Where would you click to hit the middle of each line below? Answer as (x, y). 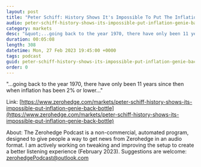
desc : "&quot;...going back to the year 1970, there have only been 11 (97, 34)
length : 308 (21, 45)
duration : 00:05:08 (31, 39)
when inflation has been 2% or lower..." (54, 91)
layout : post (22, 12)
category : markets (29, 28)
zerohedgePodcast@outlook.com (48, 158)
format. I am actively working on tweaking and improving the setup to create (100, 145)
